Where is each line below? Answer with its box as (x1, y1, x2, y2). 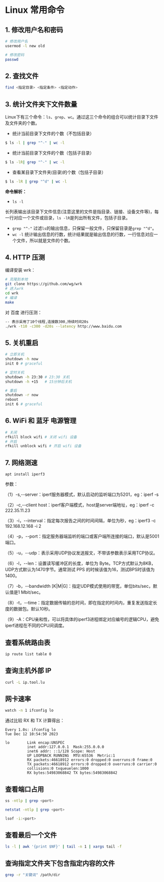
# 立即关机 (5, 352, 25, 357)
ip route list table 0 (5, 651, 52, 657)
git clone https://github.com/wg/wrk (5, 281, 82, 287)
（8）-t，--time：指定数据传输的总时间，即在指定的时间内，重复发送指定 (5, 600, 153, 606)
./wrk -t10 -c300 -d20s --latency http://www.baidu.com (5, 324, 122, 329)
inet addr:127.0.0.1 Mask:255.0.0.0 (27, 745, 105, 750)
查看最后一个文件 (5, 831, 57, 839)
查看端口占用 (5, 785, 44, 793)
